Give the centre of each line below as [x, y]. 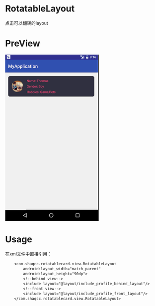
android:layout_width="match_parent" [62, 269]
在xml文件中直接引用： [29, 254]
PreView [23, 44]
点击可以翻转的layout [27, 23]
